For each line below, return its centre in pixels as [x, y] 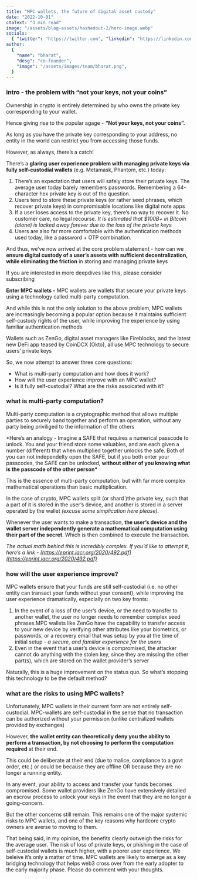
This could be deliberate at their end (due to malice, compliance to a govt [95, 761]
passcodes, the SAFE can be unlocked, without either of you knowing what [98, 463]
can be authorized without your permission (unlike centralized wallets [90, 719]
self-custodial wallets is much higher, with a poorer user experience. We [93, 851]
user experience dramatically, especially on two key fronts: [77, 599]
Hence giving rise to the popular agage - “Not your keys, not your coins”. [96, 123]
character [26, 193]
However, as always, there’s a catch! [50, 152]
